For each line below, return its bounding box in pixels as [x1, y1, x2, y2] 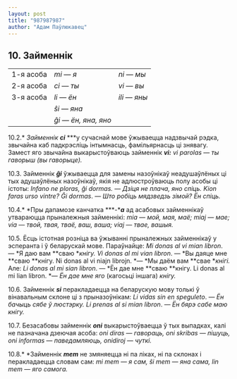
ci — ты [54, 81, 80, 91]
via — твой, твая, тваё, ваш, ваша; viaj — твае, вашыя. [8, 220, 174, 229]
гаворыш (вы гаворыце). [8, 156, 83, 164]
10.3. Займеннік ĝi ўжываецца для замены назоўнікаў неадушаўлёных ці [8, 170, 227, 178]
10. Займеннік [8, 49, 73, 61]
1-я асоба [11, 70, 48, 80]
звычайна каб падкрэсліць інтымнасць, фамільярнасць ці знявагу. [8, 141, 209, 149]
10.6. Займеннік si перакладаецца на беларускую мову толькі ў [8, 285, 200, 294]
